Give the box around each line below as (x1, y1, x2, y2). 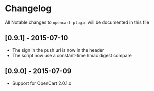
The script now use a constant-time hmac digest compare (12, 52, 132, 58)
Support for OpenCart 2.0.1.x (12, 80, 71, 86)
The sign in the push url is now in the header (12, 47, 104, 53)
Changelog (5, 3, 52, 14)
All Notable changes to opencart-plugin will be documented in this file (5, 19, 150, 25)
